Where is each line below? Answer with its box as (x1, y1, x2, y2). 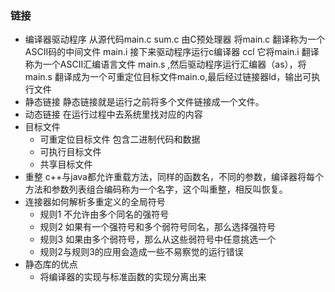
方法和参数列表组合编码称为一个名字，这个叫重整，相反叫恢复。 (24, 183, 288, 196)
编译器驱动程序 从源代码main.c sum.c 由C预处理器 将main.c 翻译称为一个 (24, 33, 326, 46)
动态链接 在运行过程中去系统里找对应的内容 (24, 108, 203, 121)
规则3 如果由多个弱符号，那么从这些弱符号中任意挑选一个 (39, 233, 277, 246)
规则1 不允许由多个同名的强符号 (39, 208, 170, 221)
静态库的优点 (24, 258, 78, 271)
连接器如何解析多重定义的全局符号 (24, 196, 166, 208)
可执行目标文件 (39, 146, 102, 158)
